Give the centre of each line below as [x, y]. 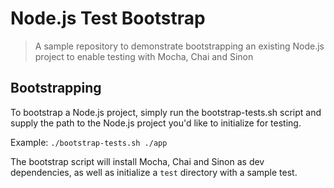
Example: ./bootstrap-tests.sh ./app [89, 142]
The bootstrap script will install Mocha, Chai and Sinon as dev [137, 161]
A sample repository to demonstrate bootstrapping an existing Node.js [179, 46]
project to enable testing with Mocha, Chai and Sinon [144, 56]
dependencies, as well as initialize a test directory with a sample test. [154, 172]
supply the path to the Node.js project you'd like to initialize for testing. [156, 123]
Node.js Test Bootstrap [108, 18]
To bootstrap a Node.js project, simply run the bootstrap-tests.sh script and [166, 112]
